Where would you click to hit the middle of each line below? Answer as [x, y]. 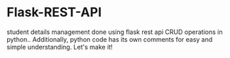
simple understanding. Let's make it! [60, 47]
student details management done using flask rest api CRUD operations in [115, 32]
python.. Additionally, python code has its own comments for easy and [110, 39]
